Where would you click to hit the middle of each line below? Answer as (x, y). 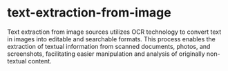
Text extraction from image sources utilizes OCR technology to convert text (114, 32)
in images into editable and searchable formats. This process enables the (112, 39)
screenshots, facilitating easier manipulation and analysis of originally (106, 54)
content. (40, 61)
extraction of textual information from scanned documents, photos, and (109, 46)
